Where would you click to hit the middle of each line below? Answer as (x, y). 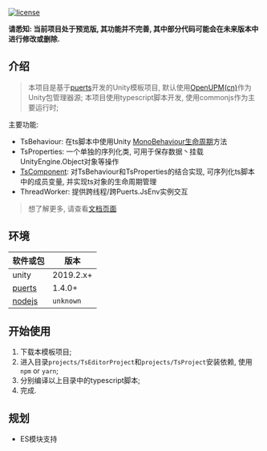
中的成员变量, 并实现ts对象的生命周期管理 (88, 181)
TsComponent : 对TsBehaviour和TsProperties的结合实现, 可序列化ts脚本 (137, 171)
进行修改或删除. (34, 39)
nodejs (25, 300)
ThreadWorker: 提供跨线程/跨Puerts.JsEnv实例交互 (104, 191)
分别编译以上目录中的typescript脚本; (80, 381)
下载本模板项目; (46, 352)
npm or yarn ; (39, 371)
